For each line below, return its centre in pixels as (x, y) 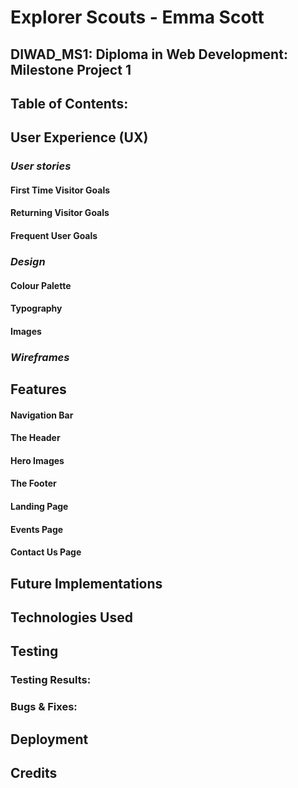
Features (38, 389)
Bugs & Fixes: (44, 707)
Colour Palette (41, 285)
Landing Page (39, 507)
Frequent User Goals (54, 236)
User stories (41, 166)
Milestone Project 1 (71, 69)
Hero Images (37, 460)
